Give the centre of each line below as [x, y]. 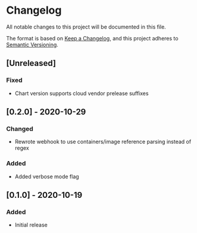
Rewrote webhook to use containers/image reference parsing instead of [103, 142]
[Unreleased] [31, 63]
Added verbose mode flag [47, 177]
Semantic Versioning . [32, 45]
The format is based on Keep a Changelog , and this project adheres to [92, 38]
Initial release [31, 225]
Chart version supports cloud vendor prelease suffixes [82, 93]
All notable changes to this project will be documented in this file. [86, 27]
